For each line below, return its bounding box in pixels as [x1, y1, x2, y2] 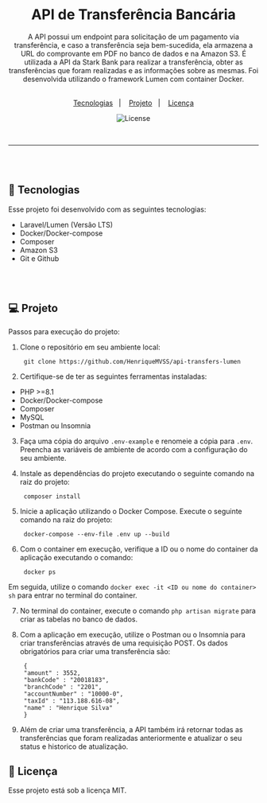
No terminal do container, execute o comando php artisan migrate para [19, 606, 257, 615]
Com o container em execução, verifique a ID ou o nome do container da [19, 544, 258, 554]
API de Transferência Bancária [31, 6, 236, 24]
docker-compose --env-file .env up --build [23, 530, 170, 538]
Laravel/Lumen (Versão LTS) [19, 220, 114, 229]
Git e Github [19, 253, 60, 263]
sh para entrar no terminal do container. [8, 591, 137, 600]
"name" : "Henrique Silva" [23, 704, 113, 711]
